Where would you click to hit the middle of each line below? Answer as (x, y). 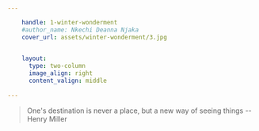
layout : (34, 59)
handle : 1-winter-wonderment (70, 22)
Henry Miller (47, 118)
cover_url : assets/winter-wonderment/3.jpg (95, 37)
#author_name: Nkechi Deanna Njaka (80, 30)
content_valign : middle (68, 80)
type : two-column (57, 66)
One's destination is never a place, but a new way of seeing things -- (139, 110)
